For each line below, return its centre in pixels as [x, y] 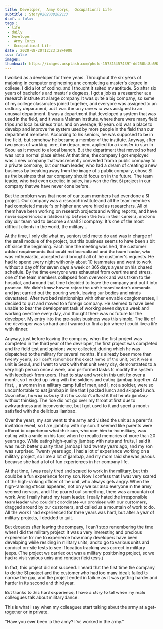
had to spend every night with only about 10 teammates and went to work [78, 262]
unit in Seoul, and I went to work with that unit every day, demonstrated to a [81, 364]
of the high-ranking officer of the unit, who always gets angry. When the [77, 482]
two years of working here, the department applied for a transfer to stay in [79, 145]
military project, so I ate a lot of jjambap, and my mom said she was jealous [80, 457]
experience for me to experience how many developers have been [71, 538]
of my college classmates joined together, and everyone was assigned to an [81, 104]
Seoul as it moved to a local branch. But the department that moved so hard [81, 150]
